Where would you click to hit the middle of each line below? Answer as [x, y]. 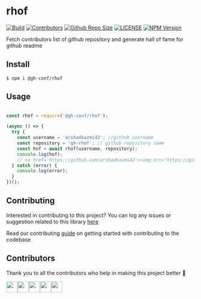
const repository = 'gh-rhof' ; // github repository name [91, 143]
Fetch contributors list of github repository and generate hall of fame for [95, 39]
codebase [19, 239]
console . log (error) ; [42, 171]
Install [18, 64]
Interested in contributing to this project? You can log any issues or [89, 215]
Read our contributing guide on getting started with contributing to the [93, 233]
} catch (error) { [35, 165]
